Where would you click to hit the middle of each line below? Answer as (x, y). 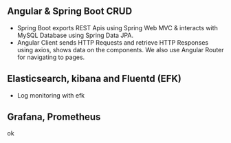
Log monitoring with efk (51, 95)
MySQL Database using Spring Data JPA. (75, 35)
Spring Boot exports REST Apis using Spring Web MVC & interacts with (117, 27)
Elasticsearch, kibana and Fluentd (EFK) (95, 79)
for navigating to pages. (51, 57)
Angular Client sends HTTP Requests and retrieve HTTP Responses (112, 42)
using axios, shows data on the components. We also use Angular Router (121, 49)
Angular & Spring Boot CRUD (70, 11)
